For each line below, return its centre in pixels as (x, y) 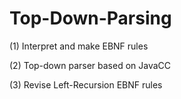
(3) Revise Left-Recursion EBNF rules (86, 84)
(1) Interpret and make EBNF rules (79, 46)
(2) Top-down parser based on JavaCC (90, 65)
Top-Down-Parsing (90, 18)
